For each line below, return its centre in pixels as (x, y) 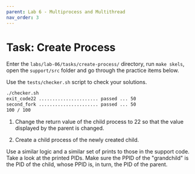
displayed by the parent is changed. (59, 128)
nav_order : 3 (23, 18)
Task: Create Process (61, 47)
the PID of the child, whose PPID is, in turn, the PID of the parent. (87, 164)
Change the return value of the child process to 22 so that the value (99, 121)
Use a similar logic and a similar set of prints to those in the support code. (98, 151)
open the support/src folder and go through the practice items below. (93, 71)
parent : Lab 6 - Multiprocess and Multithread (66, 12)
